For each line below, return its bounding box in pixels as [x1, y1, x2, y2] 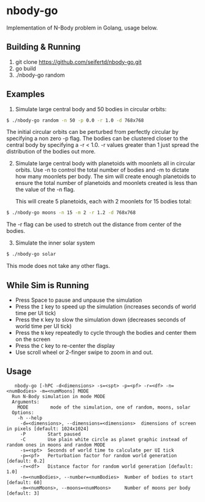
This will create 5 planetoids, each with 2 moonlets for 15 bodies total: [15, 198, 192, 205]
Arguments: [12, 399, 40, 405]
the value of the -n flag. [15, 186, 75, 194]
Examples [6, 89, 45, 100]
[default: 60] [6, 479, 43, 485]
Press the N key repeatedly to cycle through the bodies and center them [15, 329, 196, 336]
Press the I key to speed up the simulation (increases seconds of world [15, 303, 196, 310]
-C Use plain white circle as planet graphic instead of [20, 436, 188, 442]
